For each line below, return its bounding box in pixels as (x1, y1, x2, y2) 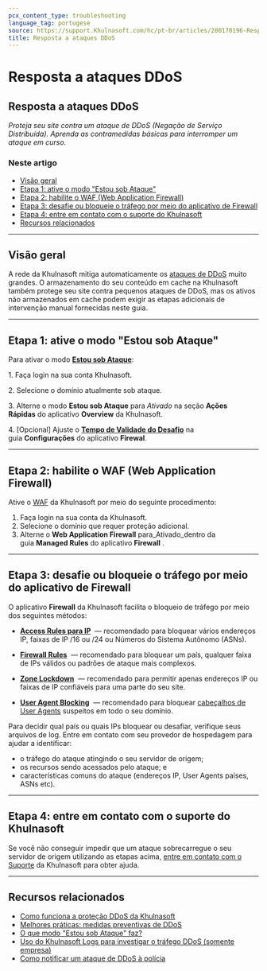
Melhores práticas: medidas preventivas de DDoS (19, 920, 183, 930)
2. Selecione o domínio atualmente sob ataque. (8, 386, 163, 395)
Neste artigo (8, 157, 58, 169)
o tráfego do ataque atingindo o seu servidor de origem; (19, 753, 204, 763)
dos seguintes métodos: (8, 610, 87, 620)
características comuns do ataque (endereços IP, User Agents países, (19, 771, 249, 780)
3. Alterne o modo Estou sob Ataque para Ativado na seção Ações (8, 401, 228, 410)
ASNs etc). (19, 779, 56, 788)
